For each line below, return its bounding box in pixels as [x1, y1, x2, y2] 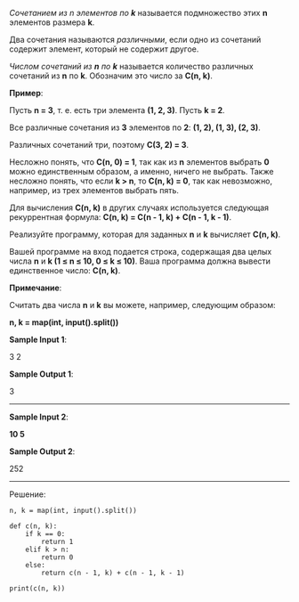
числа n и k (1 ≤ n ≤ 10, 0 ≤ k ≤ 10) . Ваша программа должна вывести [9, 256, 271, 266]
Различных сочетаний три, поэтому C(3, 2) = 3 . [9, 140, 190, 150]
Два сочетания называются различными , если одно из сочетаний [9, 35, 262, 45]
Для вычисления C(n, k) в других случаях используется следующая [9, 202, 270, 213]
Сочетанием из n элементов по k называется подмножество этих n [9, 8, 268, 18]
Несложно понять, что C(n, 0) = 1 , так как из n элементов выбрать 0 [9, 157, 270, 167]
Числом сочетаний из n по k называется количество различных [9, 61, 254, 71]
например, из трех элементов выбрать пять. [9, 185, 180, 195]
